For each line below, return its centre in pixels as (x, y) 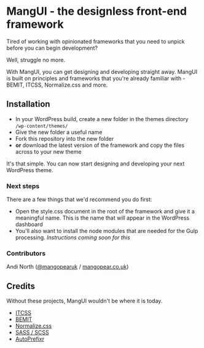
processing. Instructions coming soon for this (73, 237)
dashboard (29, 224)
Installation (28, 104)
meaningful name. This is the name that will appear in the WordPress (102, 218)
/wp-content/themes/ (41, 126)
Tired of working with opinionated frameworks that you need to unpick (96, 41)
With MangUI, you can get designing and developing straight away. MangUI (102, 71)
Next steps (23, 186)
